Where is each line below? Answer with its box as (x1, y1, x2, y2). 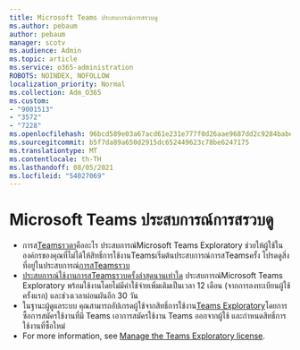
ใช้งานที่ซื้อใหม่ (21, 320, 65, 331)
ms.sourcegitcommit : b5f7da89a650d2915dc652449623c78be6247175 (9, 138, 250, 147)
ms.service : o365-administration (9, 64, 134, 73)
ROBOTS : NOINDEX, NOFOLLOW (9, 72, 110, 81)
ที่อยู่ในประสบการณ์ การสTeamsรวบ (21, 260, 130, 271)
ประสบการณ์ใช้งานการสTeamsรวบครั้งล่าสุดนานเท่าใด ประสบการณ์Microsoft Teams (21, 270, 283, 281)
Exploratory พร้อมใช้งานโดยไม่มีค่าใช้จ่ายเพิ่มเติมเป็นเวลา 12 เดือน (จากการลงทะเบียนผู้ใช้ (21, 280, 291, 291)
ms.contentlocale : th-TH (9, 154, 102, 164)
